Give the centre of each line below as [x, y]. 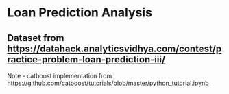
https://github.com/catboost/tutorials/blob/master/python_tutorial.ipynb [108, 83]
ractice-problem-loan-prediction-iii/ [86, 59]
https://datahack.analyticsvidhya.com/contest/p [114, 48]
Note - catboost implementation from [60, 76]
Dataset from [36, 38]
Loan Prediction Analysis [80, 13]
